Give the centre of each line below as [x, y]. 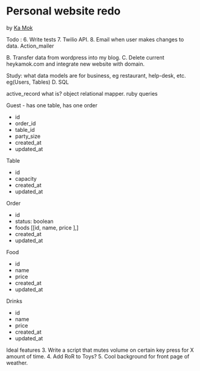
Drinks [14, 301]
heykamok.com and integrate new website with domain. [76, 64]
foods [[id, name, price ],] [47, 228]
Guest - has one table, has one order [52, 105]
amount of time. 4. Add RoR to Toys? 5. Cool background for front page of [98, 356]
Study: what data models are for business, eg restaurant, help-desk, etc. [96, 75]
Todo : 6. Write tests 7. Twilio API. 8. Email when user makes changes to [95, 39]
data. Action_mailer [30, 46]
